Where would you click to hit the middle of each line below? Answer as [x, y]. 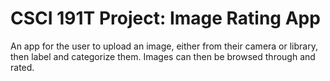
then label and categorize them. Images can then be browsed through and [163, 56]
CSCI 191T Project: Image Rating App [165, 18]
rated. [22, 67]
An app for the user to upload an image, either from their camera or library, [164, 46]
